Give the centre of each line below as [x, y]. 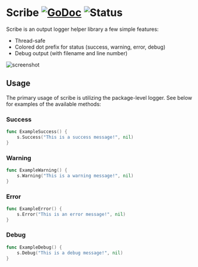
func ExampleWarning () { [37, 170]
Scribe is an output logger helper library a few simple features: [82, 29]
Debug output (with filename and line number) [71, 53]
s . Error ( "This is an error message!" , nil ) [71, 214]
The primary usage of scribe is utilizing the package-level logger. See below [99, 97]
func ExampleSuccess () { [37, 132]
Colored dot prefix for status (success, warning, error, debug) [90, 47]
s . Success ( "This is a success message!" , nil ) [75, 137]
